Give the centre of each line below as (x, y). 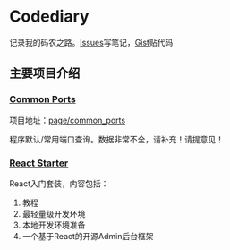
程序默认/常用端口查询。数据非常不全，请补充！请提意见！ (117, 139)
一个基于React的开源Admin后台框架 (88, 236)
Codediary (49, 17)
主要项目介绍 (45, 73)
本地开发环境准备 (54, 225)
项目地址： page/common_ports (68, 120)
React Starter (39, 163)
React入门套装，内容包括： (59, 183)
